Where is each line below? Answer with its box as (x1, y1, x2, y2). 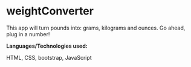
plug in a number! (6, 30, 50, 37)
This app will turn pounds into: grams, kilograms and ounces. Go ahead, (6, 24, 186, 31)
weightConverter (6, 4, 94, 18)
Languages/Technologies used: (6, 42, 88, 49)
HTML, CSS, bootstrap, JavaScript (6, 54, 92, 61)
